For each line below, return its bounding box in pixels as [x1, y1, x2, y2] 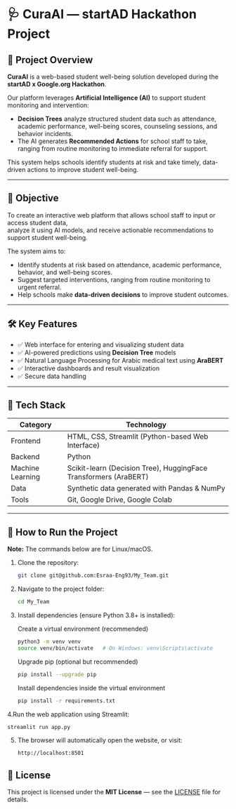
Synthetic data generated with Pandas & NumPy [67, 483, 226, 493]
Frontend [11, 436, 41, 446]
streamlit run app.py [7, 723, 71, 730]
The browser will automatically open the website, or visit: [17, 736, 183, 744]
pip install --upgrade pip [17, 671, 97, 678]
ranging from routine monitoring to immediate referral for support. [17, 145, 209, 152]
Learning [11, 472, 41, 482]
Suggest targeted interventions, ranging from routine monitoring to [17, 275, 211, 283]
